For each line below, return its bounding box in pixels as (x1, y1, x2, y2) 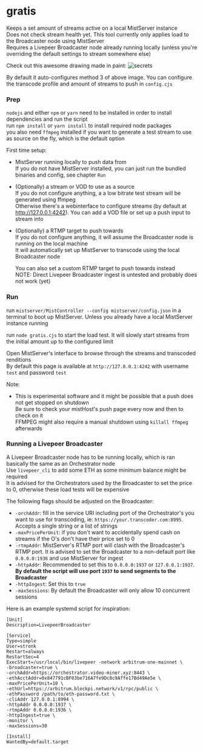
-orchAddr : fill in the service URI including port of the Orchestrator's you (15, 509, 195, 517)
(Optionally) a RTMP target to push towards (15, 227, 124, 234)
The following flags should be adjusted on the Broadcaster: (6, 497, 155, 505)
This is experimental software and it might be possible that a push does (15, 392, 194, 399)
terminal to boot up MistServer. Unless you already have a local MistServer (6, 313, 193, 320)
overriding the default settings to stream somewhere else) (6, 50, 151, 57)
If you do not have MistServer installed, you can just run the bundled (15, 165, 186, 172)
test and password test (6, 369, 67, 376)
